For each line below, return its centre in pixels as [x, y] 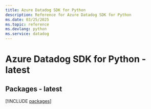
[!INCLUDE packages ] [28, 101]
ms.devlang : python [26, 29]
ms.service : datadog [27, 34]
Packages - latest [34, 89]
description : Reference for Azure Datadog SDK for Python [68, 15]
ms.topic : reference [27, 24]
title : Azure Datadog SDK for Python [46, 10]
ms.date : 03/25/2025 [27, 19]
